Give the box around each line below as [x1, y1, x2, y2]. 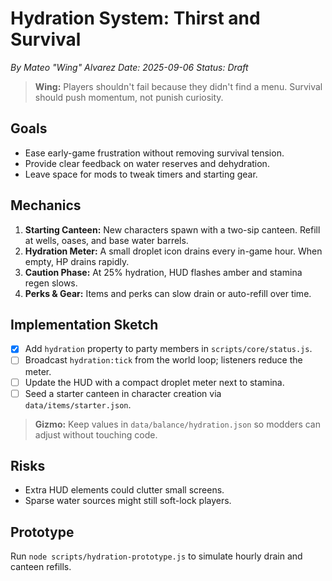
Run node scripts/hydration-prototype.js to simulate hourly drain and [10, 550, 303, 562]
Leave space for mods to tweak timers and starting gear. [24, 168, 258, 180]
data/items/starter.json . [24, 398, 132, 411]
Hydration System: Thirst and [10, 7, 261, 30]
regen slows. [24, 277, 78, 289]
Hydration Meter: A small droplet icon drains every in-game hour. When [24, 245, 323, 257]
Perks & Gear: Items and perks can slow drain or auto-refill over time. [24, 287, 312, 299]
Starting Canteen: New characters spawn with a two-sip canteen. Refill [24, 223, 321, 236]
